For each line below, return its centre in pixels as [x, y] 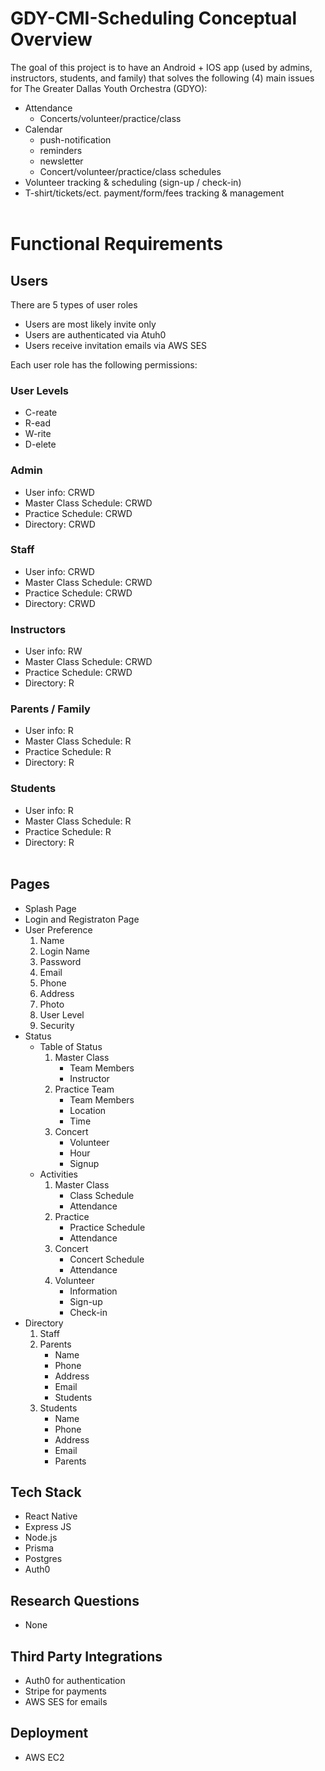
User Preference [58, 929]
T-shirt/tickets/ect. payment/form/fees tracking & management [154, 193]
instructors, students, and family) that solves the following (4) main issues [162, 78]
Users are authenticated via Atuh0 [95, 334]
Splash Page [50, 908]
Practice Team [84, 1089]
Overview [51, 39]
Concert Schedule [107, 1259]
